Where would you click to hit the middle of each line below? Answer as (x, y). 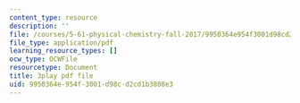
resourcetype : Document (54, 68)
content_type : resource (54, 17)
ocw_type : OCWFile (43, 59)
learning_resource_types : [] (63, 51)
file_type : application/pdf (62, 43)
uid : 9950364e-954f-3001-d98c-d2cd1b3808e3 (92, 84)
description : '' (39, 26)
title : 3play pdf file (51, 76)
